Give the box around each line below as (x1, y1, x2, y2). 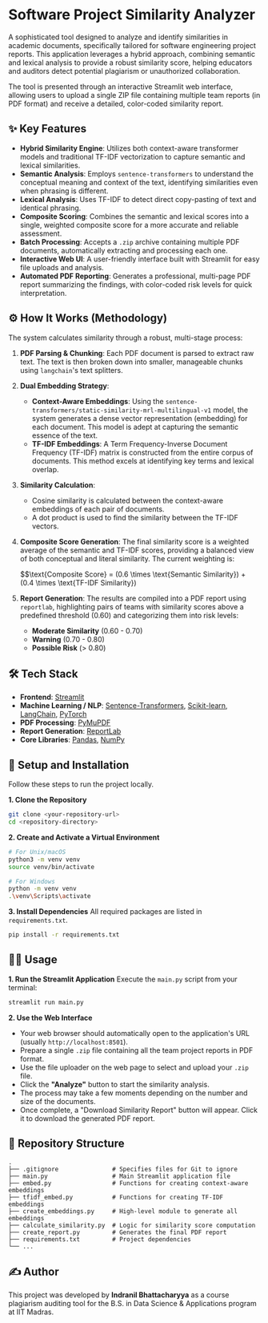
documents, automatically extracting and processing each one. (19, 245, 228, 255)
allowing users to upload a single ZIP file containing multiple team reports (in (8, 90, 261, 99)
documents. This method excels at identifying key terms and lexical (31, 455, 254, 466)
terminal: (8, 982, 38, 992)
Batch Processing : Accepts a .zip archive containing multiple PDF (19, 237, 240, 246)
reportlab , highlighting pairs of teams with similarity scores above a (19, 601, 244, 611)
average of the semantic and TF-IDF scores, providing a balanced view (19, 545, 254, 555)
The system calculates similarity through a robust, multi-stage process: (8, 333, 243, 342)
